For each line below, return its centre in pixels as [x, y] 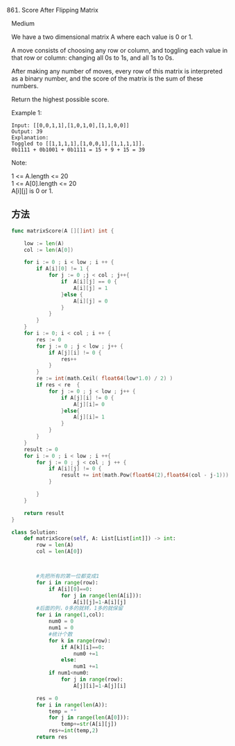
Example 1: [27, 113]
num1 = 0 [61, 628]
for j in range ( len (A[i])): [101, 595]
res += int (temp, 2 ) [73, 731]
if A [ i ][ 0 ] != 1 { [63, 269]
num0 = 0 [61, 621]
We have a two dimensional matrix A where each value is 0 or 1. [102, 37]
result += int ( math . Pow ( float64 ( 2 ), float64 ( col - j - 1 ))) [145, 475]
